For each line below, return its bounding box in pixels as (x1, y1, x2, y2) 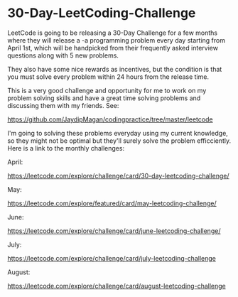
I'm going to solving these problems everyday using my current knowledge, (7, 129, 229, 137)
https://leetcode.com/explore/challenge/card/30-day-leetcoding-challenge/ (7, 171, 229, 180)
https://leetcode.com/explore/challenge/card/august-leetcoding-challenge (7, 281, 226, 290)
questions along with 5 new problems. (7, 51, 119, 60)
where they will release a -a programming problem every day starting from (7, 36, 226, 44)
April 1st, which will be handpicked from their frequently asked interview (7, 43, 219, 52)
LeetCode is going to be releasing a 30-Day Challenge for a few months (7, 28, 218, 37)
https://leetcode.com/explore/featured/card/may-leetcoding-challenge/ (7, 199, 217, 207)
